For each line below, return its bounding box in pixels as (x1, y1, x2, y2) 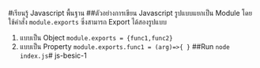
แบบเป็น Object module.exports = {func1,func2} (19, 33, 173, 42)
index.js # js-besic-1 (19, 51, 87, 60)
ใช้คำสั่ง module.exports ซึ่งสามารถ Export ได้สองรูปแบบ (8, 17, 168, 26)
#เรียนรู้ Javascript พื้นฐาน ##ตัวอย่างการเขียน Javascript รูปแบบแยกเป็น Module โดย (8, 9, 253, 17)
